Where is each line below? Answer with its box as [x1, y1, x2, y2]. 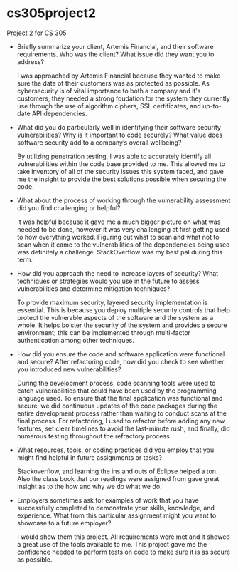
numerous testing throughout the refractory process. [16, 431, 172, 440]
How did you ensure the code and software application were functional [16, 349, 225, 358]
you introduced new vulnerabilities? [16, 365, 121, 374]
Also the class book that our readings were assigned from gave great [16, 474, 220, 483]
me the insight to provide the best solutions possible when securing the [16, 175, 227, 183]
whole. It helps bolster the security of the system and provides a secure [16, 321, 227, 329]
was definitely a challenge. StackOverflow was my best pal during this [16, 247, 223, 256]
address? [16, 57, 44, 66]
